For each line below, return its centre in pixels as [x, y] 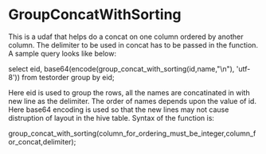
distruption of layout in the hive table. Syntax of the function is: [111, 117]
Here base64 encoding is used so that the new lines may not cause [119, 110]
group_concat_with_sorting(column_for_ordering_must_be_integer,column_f [132, 133]
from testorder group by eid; [68, 77]
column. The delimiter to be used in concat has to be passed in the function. [133, 44]
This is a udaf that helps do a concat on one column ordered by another [126, 37]
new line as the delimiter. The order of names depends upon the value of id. [133, 101]
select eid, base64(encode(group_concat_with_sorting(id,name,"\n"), [121, 68]
